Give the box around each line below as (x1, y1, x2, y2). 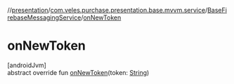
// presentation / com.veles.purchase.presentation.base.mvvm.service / (7, 6, 208, 14)
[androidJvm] (7, 61, 47, 69)
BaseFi (207, 6, 227, 14)
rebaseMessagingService (7, 13, 82, 22)
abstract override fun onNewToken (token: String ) (7, 68, 150, 76)
